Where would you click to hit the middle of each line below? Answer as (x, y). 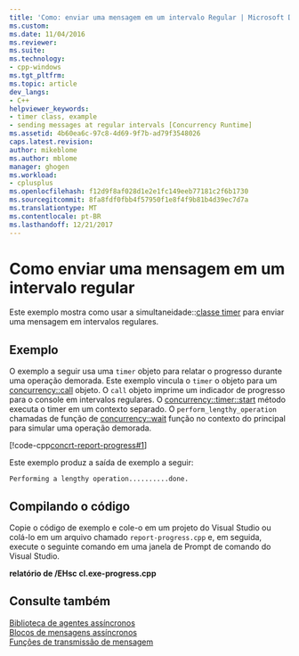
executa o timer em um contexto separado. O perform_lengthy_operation (143, 409)
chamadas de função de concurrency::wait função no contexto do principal (148, 419)
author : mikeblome (43, 150)
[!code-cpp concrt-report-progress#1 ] (78, 446)
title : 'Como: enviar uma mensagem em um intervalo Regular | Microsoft (147, 17)
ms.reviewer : (33, 42)
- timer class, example (53, 117)
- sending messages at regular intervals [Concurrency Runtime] (131, 126)
